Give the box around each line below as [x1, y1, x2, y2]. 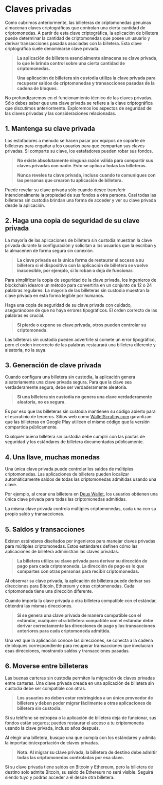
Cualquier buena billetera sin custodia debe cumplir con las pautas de [5, 434, 145, 440]
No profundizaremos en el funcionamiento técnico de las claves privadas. [5, 94, 153, 101]
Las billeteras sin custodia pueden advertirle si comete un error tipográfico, [5, 336, 156, 342]
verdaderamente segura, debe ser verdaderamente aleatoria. [5, 384, 127, 390]
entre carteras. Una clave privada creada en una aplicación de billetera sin [5, 680, 154, 686]
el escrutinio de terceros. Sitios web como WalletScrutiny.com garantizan [5, 414, 152, 420]
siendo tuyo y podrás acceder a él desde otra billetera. [5, 774, 115, 780]
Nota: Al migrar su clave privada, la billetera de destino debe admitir [17, 749, 157, 755]
